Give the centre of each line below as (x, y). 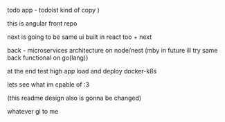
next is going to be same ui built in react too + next (80, 37)
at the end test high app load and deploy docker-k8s (82, 71)
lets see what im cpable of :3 (48, 85)
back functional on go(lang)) (48, 58)
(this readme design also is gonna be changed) (74, 98)
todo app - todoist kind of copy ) (54, 10)
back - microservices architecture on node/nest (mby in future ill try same (112, 50)
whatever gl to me (33, 111)
